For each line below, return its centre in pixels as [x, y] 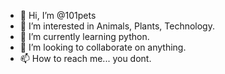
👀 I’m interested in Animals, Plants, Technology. [117, 26]
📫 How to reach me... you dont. [85, 58]
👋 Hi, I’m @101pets [58, 15]
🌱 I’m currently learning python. [84, 36]
